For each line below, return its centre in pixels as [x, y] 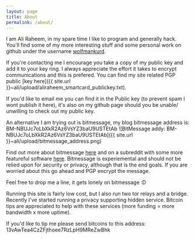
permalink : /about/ [30, 22]
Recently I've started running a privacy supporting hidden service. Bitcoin [95, 200]
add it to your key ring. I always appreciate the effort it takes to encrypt [91, 69]
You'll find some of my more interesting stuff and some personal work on [94, 45]
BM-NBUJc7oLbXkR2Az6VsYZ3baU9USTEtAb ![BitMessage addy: [86, 129]
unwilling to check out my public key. [51, 111]
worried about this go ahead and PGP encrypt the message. [78, 171]
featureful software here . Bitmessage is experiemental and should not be [94, 159]
